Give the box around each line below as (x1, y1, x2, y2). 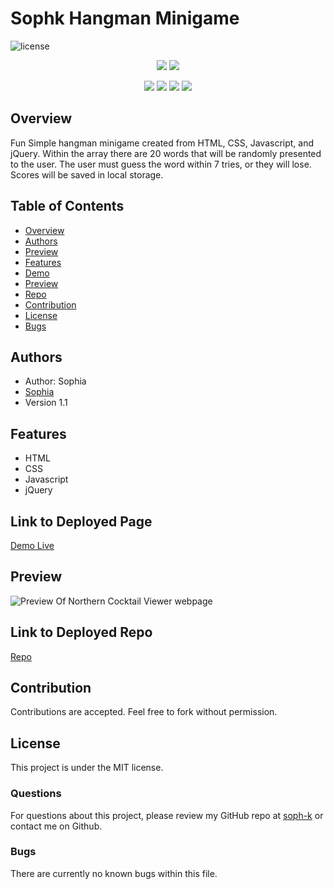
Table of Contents (10, 198, 125, 215)
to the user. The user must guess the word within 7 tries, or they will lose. (10, 158, 312, 170)
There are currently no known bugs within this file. (10, 867, 218, 879)
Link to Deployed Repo (10, 624, 153, 641)
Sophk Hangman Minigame (10, 7, 240, 30)
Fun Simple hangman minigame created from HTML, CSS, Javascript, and (10, 137, 315, 149)
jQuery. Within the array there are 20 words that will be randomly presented (10, 147, 322, 159)
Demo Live (10, 540, 55, 551)
